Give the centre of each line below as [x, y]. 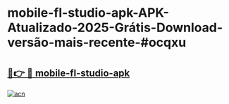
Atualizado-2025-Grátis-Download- [115, 28]
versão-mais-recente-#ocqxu [97, 43]
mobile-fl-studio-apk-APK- [88, 13]
